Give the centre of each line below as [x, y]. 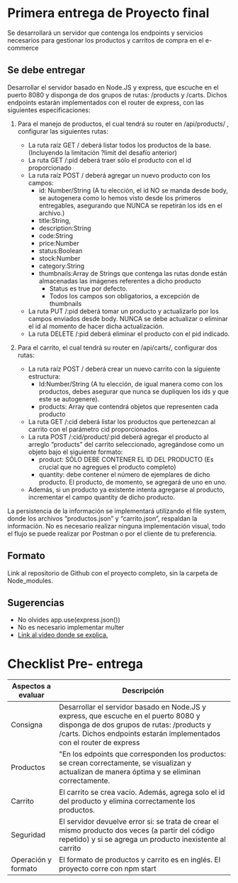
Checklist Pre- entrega [75, 664]
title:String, [55, 220]
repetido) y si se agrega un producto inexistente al [143, 840]
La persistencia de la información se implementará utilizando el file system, [117, 511]
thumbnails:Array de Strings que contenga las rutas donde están [133, 273]
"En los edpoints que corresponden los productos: [143, 754]
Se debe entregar [46, 70]
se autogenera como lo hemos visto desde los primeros [120, 197]
